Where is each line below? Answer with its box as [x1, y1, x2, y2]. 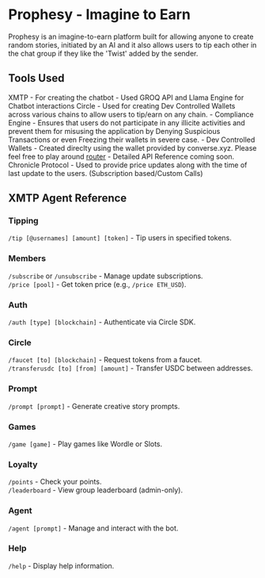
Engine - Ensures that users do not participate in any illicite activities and [8, 117, 245, 128]
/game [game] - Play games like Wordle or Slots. [8, 438, 163, 449]
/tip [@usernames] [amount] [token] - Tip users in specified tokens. [8, 233, 232, 243]
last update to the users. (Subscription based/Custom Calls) [8, 168, 203, 178]
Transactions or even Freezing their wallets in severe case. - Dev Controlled [8, 135, 256, 144]
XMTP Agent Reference [8, 192, 127, 205]
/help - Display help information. [8, 561, 115, 570]
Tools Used [8, 71, 65, 85]
